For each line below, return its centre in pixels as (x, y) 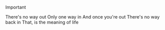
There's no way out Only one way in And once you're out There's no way (82, 17)
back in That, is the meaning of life (42, 22)
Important (16, 7)
